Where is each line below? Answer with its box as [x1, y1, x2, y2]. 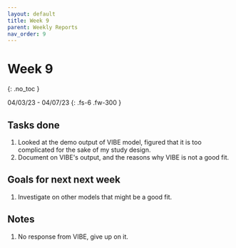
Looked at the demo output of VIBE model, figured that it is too [17, 138, 202, 146]
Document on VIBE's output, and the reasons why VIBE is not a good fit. [17, 153, 230, 161]
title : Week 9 [7, 17, 50, 24]
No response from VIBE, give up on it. [17, 232, 128, 241]
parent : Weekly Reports [7, 24, 78, 31]
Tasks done [7, 119, 61, 131]
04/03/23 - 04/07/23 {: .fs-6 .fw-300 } [7, 98, 122, 107]
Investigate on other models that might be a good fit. [17, 192, 173, 201]
